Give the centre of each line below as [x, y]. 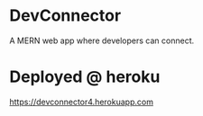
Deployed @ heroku [85, 77]
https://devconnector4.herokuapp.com [81, 102]
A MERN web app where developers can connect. [102, 40]
